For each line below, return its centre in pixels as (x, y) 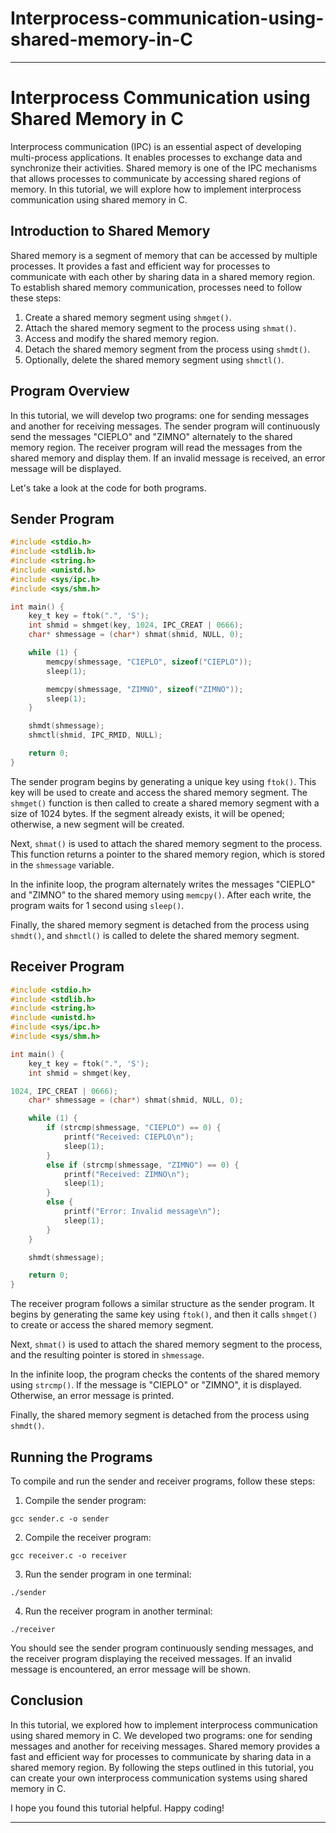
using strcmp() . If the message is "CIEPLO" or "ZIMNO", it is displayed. (156, 1385)
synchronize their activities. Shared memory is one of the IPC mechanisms (164, 168)
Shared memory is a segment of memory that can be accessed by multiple (164, 255)
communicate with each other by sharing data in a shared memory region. (163, 276)
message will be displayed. (66, 468)
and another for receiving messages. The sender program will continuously (165, 426)
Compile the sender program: (85, 1500)
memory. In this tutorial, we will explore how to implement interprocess (156, 189)
